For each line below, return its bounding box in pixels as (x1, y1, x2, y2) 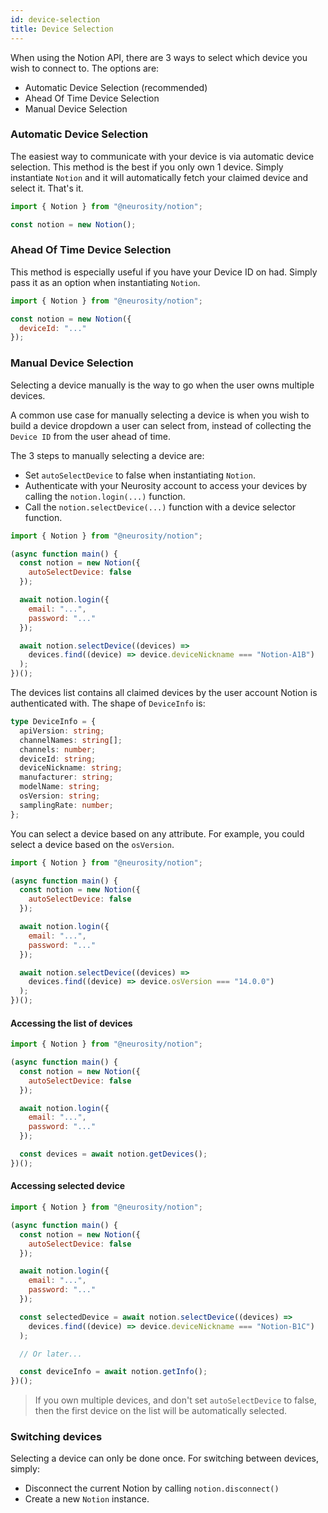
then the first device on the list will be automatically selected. (34, 1405, 288, 1417)
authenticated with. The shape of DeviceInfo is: (10, 697, 206, 710)
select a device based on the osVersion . (10, 838, 175, 850)
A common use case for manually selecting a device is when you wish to (10, 409, 310, 421)
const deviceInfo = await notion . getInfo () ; (19, 1367, 208, 1377)
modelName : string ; (19, 782, 101, 792)
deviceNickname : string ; (19, 763, 123, 773)
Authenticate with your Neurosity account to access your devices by (24, 479, 308, 491)
